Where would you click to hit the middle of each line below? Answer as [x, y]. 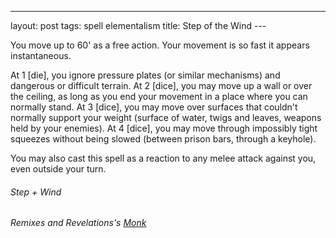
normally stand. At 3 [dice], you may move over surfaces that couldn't [154, 107]
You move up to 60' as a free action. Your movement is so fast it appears [160, 45]
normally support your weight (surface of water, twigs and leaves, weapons [166, 117]
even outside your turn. [58, 169]
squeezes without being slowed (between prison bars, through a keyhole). [163, 139]
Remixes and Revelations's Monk [78, 223]
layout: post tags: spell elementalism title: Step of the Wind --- [138, 25]
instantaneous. [41, 55]
